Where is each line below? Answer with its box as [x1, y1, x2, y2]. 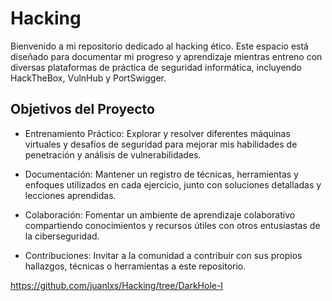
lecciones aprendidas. [24, 189, 117, 201]
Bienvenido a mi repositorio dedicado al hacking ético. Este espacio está [10, 40, 309, 52]
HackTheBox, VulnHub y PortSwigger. [10, 72, 167, 84]
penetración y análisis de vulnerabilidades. [24, 148, 202, 161]
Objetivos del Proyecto [10, 101, 155, 118]
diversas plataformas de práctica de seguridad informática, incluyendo [10, 61, 302, 73]
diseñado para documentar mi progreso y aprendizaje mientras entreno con [10, 50, 323, 62]
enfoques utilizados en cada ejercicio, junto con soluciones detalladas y [24, 178, 322, 191]
